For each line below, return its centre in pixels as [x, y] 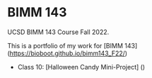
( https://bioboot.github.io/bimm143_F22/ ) [68, 53]
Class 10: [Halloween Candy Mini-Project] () [81, 67]
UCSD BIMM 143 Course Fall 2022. [58, 32]
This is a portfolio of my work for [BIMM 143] [72, 45]
